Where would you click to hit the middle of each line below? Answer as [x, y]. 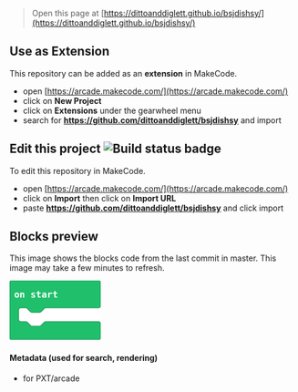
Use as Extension [60, 52]
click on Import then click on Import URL [99, 198]
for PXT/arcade [51, 378]
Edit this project [55, 149]
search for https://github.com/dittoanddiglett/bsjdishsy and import [152, 120]
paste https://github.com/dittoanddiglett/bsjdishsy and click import [153, 208]
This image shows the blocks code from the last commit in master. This [143, 258]
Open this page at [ [68, 13]
